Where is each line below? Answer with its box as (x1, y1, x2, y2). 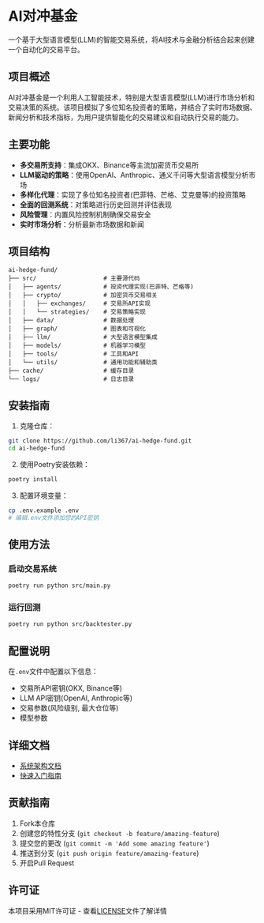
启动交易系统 (8, 563, 58, 574)
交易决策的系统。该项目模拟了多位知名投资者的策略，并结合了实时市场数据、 (8, 102, 257, 111)
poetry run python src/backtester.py (8, 620, 132, 628)
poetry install (8, 475, 58, 483)
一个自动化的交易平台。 (8, 44, 84, 54)
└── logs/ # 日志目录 (8, 375, 135, 383)
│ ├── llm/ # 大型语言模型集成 (8, 333, 158, 341)
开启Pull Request (19, 858, 75, 868)
